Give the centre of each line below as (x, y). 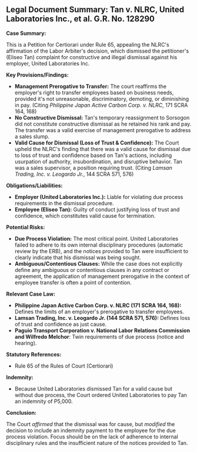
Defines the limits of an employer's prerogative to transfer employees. (99, 312)
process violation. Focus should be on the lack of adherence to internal (92, 437)
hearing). (26, 343)
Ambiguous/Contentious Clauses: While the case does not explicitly (98, 263)
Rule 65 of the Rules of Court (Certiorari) (64, 366)
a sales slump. (32, 136)
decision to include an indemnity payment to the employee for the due (91, 430)
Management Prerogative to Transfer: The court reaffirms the (90, 86)
